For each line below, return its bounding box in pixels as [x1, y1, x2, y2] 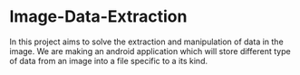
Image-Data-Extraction [9, 6, 188, 27]
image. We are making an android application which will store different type [9, 45, 292, 56]
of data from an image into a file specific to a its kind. [9, 55, 208, 66]
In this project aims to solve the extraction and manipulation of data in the [9, 36, 284, 47]
